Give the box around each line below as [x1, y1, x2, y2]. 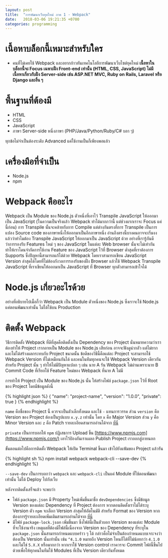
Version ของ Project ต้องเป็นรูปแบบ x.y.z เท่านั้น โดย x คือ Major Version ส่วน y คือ [5, 414, 159, 420]
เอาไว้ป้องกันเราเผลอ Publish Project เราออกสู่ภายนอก [60, 435, 155, 441]
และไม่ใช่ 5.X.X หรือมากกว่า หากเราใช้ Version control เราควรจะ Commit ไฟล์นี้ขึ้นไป [12, 541, 162, 547]
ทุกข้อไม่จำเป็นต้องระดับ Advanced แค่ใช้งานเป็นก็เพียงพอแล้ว [5, 138, 110, 144]
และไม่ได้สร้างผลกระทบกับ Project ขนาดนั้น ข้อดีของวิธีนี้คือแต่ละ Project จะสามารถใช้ [5, 350, 150, 356]
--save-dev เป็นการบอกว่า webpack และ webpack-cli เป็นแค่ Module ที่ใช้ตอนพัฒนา [5, 470, 157, 476]
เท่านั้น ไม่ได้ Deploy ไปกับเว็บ [5, 476, 58, 482]
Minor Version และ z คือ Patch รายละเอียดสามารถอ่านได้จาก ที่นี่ [5, 420, 119, 426]
